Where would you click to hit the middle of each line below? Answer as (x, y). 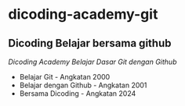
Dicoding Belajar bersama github (90, 43)
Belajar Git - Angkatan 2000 (65, 77)
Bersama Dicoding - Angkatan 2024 (78, 94)
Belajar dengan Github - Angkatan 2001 (83, 85)
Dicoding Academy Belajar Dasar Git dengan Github (92, 62)
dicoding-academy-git (83, 14)
